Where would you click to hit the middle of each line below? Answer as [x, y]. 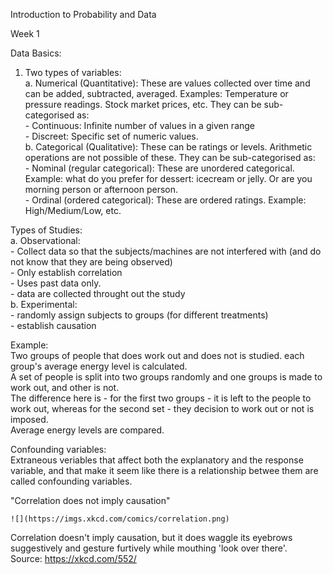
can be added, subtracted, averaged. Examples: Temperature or [156, 93]
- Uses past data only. [56, 283]
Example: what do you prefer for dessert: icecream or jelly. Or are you [168, 178]
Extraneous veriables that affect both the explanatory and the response [157, 460]
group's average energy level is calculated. [99, 366]
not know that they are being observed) [91, 262]
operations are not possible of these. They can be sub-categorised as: [170, 157]
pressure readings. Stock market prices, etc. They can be [143, 104]
